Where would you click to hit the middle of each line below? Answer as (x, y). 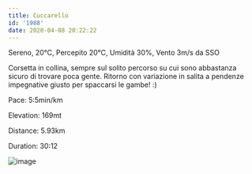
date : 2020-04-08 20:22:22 (53, 30)
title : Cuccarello (38, 15)
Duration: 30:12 (33, 146)
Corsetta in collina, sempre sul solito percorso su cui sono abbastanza (122, 68)
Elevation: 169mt (35, 115)
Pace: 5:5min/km (36, 100)
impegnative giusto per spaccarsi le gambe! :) (83, 85)
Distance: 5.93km (37, 130)
